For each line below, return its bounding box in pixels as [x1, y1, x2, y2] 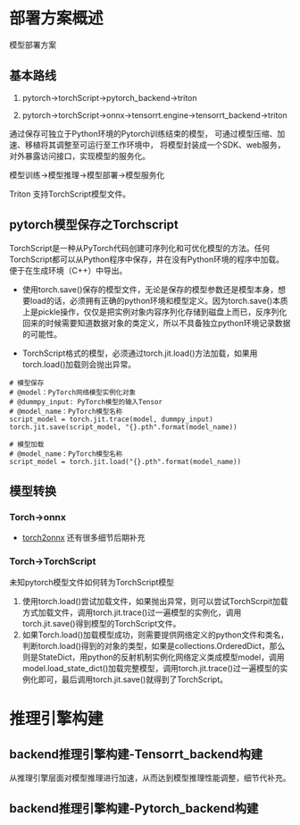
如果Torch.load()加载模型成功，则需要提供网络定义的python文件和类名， [21, 629, 288, 640]
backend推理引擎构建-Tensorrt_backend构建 [9, 747, 263, 762]
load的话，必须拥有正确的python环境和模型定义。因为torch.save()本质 [29, 295, 288, 306]
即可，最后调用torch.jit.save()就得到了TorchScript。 [37, 674, 228, 685]
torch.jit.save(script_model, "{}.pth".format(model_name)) [9, 422, 238, 432]
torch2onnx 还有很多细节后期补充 [21, 533, 146, 543]
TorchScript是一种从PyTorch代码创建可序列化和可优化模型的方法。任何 [9, 242, 271, 253]
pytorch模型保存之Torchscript [9, 217, 179, 232]
